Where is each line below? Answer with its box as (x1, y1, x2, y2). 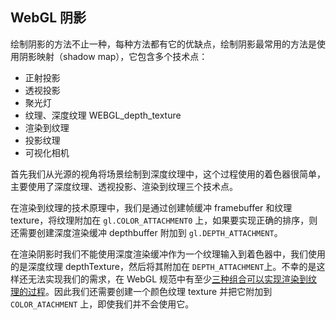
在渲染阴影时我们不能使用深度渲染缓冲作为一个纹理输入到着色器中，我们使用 (10, 248, 326, 260)
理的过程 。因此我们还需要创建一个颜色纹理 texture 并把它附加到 (10, 285, 273, 297)
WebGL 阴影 (10, 9, 87, 27)
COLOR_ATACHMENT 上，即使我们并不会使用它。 (10, 298, 195, 310)
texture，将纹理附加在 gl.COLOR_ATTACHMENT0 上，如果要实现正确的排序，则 (10, 214, 318, 226)
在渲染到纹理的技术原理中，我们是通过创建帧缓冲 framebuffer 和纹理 (10, 201, 293, 213)
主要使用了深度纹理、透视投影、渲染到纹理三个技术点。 (10, 180, 238, 192)
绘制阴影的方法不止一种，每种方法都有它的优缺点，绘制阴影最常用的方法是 (10, 38, 317, 50)
